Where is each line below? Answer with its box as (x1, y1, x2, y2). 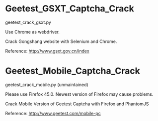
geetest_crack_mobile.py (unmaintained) (5, 81, 88, 87)
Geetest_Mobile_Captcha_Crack (5, 65, 140, 77)
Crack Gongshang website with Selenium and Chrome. (5, 38, 117, 44)
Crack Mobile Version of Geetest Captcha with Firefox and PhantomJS (5, 101, 149, 107)
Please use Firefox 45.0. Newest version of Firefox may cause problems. (5, 91, 154, 97)
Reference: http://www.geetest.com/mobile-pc (5, 110, 101, 116)
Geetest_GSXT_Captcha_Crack (5, 3, 134, 14)
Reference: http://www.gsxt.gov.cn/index (5, 48, 89, 54)
